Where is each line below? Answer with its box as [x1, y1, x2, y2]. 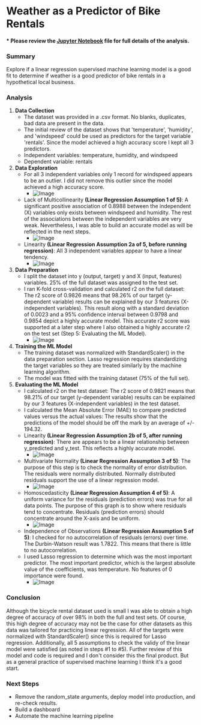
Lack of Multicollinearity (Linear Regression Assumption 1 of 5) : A [23, 196, 189, 203]
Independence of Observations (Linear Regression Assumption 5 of [23, 528, 194, 535]
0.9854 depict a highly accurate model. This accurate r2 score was [23, 317, 190, 324]
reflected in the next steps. [23, 228, 91, 235]
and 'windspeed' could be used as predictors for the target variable [23, 133, 191, 140]
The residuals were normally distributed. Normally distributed [23, 470, 176, 477]
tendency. [23, 254, 49, 261]
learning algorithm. [23, 368, 71, 375]
